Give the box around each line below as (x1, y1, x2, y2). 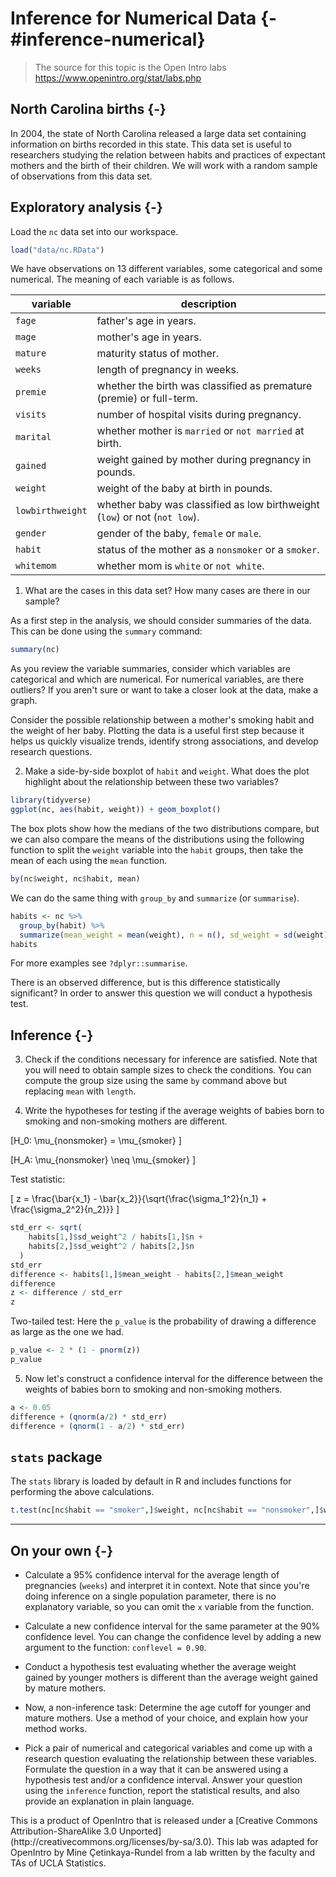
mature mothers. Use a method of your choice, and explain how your (24, 1712, 309, 1724)
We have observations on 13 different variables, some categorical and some (10, 263, 323, 275)
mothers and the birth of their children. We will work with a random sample (10, 159, 318, 171)
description (180, 297, 237, 311)
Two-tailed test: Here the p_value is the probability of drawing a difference (10, 1315, 317, 1327)
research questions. (10, 746, 93, 758)
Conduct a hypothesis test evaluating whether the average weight (24, 1661, 297, 1672)
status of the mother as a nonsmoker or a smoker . (96, 543, 320, 557)
